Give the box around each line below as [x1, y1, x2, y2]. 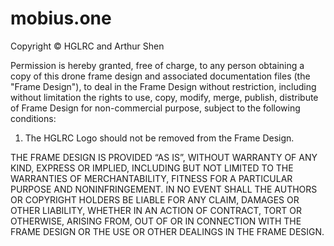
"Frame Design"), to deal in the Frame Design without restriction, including [10, 80, 317, 92]
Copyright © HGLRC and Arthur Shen [10, 40, 165, 52]
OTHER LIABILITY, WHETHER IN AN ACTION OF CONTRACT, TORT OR [10, 204, 302, 216]
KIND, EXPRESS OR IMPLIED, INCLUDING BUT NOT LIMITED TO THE [10, 162, 294, 174]
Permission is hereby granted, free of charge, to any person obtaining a [10, 59, 305, 71]
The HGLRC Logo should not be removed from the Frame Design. [24, 132, 295, 144]
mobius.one [10, 7, 112, 30]
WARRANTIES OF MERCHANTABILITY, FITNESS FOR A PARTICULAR [10, 172, 293, 184]
